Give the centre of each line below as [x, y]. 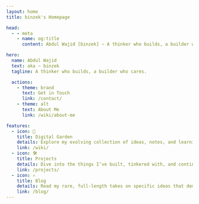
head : [13, 28]
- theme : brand [36, 88]
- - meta [22, 33]
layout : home [22, 12]
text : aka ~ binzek [36, 66]
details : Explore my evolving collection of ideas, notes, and [97, 143]
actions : [22, 82]
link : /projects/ [38, 170]
